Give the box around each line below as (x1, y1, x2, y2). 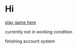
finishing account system (5, 38, 55, 44)
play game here (5, 19, 36, 25)
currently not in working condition (5, 29, 73, 34)
